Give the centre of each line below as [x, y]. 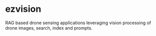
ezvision [23, 9]
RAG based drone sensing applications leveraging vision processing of [78, 23]
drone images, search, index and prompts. [49, 28]
